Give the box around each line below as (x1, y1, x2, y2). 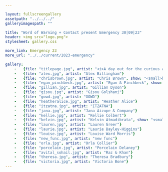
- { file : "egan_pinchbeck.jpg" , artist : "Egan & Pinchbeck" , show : (14, 80, 162, 85)
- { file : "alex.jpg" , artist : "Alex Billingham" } (14, 71, 124, 76)
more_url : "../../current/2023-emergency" (5, 53, 95, 58)
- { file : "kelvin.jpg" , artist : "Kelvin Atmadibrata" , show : (14, 118, 149, 123)
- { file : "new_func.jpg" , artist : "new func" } (14, 136, 117, 141)
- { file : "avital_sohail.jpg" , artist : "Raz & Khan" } (14, 150, 133, 155)
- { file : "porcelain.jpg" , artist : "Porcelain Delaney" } (14, 145, 140, 150)
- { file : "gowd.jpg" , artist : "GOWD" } (14, 94, 99, 99)
